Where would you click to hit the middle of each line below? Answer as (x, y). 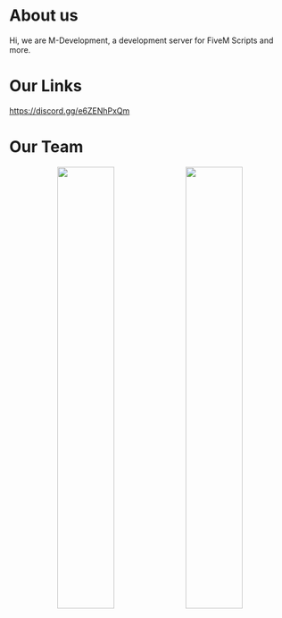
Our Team (46, 147)
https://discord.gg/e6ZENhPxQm (70, 110)
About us (44, 16)
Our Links (46, 86)
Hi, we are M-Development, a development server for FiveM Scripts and (141, 40)
